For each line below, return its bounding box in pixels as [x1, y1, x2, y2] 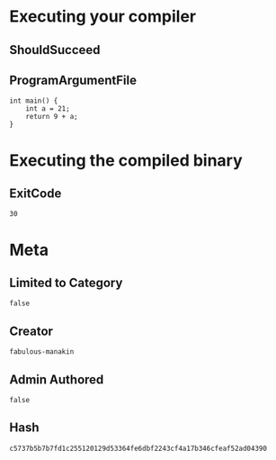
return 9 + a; [25, 113, 78, 122]
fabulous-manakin [9, 347, 75, 356]
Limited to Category [9, 275, 123, 290]
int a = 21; [25, 104, 70, 113]
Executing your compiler [9, 6, 196, 27]
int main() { [9, 96, 58, 105]
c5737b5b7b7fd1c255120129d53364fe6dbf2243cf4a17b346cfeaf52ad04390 [9, 444, 268, 453]
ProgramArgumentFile [9, 72, 138, 87]
